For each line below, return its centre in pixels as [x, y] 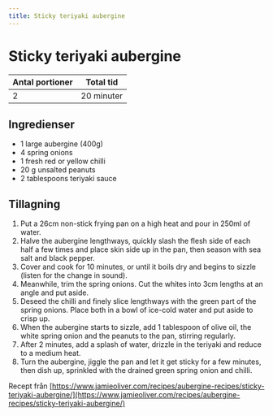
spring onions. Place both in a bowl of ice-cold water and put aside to [136, 310]
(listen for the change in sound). [74, 275]
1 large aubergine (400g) [62, 144]
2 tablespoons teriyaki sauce [69, 179]
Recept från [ [30, 386]
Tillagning [35, 204]
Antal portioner [43, 82]
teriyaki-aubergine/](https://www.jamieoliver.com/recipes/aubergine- [124, 395]
